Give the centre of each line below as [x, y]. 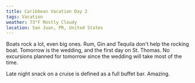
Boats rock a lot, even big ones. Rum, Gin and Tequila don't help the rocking [97, 44]
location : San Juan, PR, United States [55, 28]
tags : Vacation [25, 17]
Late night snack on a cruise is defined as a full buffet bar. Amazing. [88, 74]
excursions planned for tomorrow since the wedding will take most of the [94, 56]
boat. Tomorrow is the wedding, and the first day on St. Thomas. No [88, 50]
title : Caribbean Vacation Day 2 [47, 11]
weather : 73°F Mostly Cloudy [42, 22]
